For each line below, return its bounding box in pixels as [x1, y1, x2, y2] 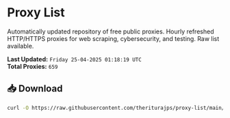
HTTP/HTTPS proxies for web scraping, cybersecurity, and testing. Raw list [7, 34, 220, 42]
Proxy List [7, 5, 65, 20]
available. [7, 42, 34, 50]
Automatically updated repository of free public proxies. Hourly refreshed [7, 27, 214, 35]
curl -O [7, 104, 29, 111]
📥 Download [7, 83, 63, 95]
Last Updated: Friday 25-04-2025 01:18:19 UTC [7, 55, 142, 63]
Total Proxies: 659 [7, 62, 58, 70]
